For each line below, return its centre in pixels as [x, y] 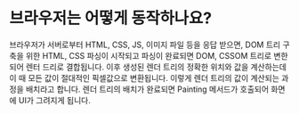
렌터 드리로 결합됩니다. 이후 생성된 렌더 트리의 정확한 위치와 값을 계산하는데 [156, 67]
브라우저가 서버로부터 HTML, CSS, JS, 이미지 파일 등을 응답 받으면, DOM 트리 [145, 45]
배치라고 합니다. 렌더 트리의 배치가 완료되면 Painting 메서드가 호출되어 [147, 89]
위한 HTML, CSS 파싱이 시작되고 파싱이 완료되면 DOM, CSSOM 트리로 [149, 55]
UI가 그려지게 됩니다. [54, 100]
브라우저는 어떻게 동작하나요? [110, 18]
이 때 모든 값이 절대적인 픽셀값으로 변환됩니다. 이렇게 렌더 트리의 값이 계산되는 [145, 77]
